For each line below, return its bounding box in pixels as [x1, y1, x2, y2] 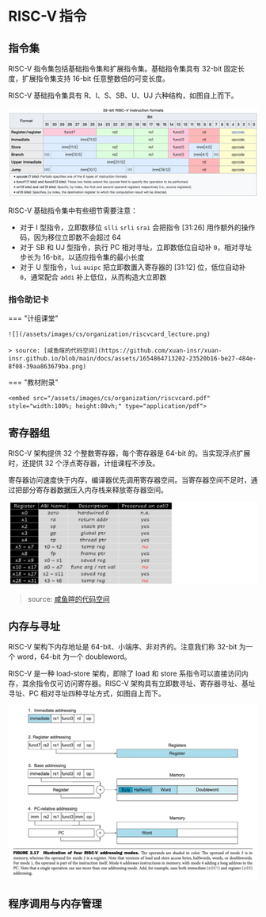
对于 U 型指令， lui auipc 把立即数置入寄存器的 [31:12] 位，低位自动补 [19, 263, 246, 272]
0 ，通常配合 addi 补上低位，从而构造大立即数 [19, 272, 167, 282]
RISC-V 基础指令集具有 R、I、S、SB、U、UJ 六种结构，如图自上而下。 [8, 91, 238, 100]
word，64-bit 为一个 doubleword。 [17, 652, 132, 661]
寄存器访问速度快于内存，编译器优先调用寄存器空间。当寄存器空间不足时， [8, 476, 251, 485]
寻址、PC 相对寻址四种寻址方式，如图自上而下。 [8, 688, 166, 699]
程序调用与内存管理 [8, 896, 102, 910]
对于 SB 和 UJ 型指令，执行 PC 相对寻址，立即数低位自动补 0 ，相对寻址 [19, 243, 253, 252]
